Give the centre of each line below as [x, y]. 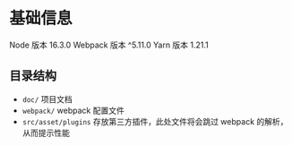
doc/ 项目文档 [47, 99]
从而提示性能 [46, 133]
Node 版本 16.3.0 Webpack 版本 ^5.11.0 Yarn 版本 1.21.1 [109, 45]
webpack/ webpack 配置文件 [73, 110]
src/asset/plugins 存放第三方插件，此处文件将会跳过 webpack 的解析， [155, 121]
